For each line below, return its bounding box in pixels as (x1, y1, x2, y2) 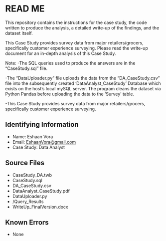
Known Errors (5, 218, 49, 227)
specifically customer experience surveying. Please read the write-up (5, 45, 148, 51)
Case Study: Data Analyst (12, 144, 65, 150)
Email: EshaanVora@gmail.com (12, 139, 76, 145)
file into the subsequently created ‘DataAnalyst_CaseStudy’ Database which (5, 80, 161, 86)
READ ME (5, 3, 45, 14)
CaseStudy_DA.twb (12, 172, 52, 178)
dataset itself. (5, 30, 33, 36)
